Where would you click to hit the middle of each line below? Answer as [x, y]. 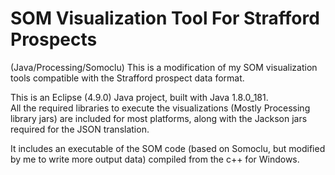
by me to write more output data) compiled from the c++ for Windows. [155, 159]
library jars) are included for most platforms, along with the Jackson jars [159, 118]
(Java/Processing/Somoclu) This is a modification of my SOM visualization [164, 67]
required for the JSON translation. [80, 129]
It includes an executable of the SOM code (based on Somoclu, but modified [168, 148]
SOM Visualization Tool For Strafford [165, 18]
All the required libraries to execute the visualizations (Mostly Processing [160, 108]
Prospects [54, 39]
